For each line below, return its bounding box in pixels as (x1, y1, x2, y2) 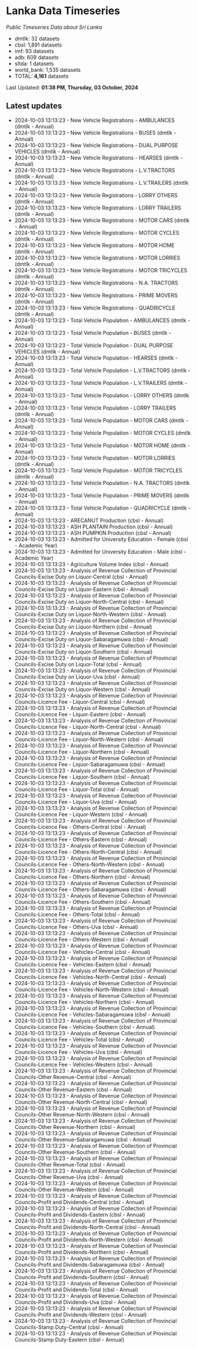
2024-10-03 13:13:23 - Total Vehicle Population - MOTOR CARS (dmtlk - (14, 417, 189, 424)
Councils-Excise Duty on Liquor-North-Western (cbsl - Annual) (14, 610, 167, 617)
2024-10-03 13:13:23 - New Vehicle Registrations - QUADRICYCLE (14, 304, 176, 311)
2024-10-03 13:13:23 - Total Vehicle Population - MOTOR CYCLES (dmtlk (14, 429, 191, 436)
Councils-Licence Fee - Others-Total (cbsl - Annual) (14, 911, 141, 918)
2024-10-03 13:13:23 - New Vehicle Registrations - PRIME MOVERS (14, 291, 178, 298)
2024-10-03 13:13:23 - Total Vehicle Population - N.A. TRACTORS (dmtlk (14, 479, 190, 486)
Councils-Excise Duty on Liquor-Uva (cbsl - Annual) (14, 673, 141, 680)
